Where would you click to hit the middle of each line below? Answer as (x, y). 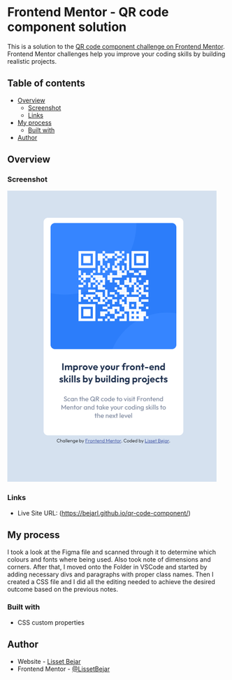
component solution (67, 27)
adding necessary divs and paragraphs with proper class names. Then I (111, 574)
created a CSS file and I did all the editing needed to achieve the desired (111, 581)
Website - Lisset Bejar (49, 661)
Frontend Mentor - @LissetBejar (64, 669)
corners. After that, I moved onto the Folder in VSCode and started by (107, 567)
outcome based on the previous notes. (63, 589)
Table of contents (46, 84)
